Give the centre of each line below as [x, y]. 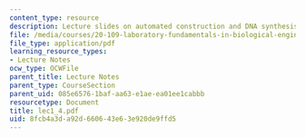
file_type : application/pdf [63, 43]
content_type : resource [54, 18]
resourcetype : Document [54, 102]
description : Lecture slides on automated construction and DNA [133, 26]
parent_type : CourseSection [63, 85]
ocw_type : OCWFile [44, 69]
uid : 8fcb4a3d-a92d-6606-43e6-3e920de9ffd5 [93, 119]
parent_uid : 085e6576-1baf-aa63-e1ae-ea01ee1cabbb [107, 94]
